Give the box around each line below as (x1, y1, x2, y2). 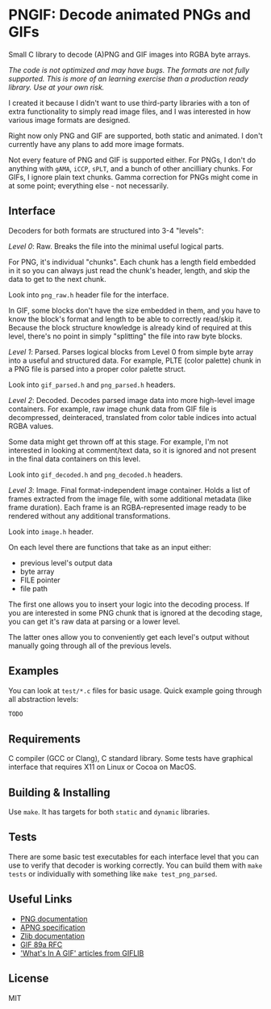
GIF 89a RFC (19, 940, 63, 949)
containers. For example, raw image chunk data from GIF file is (8, 404, 217, 414)
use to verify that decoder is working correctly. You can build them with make (8, 860, 263, 870)
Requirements (8, 732, 81, 746)
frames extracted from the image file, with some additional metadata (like (8, 494, 252, 503)
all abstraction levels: (8, 694, 79, 704)
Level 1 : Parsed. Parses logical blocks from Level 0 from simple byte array (8, 347, 254, 356)
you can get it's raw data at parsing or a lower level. (8, 616, 181, 626)
